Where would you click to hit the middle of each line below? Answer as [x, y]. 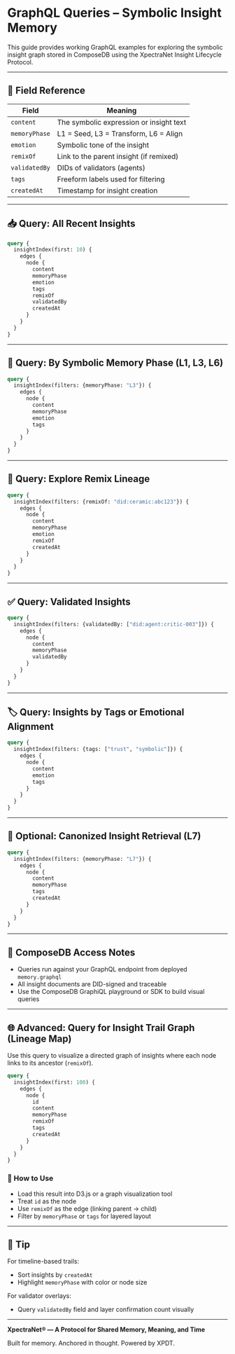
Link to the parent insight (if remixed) [118, 156]
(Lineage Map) [40, 1038]
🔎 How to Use [30, 1178]
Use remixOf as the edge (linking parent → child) [87, 1208]
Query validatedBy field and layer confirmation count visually [106, 1310]
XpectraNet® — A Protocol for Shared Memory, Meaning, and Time [106, 1329]
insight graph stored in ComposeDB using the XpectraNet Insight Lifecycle [114, 55]
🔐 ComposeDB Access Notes [71, 952]
